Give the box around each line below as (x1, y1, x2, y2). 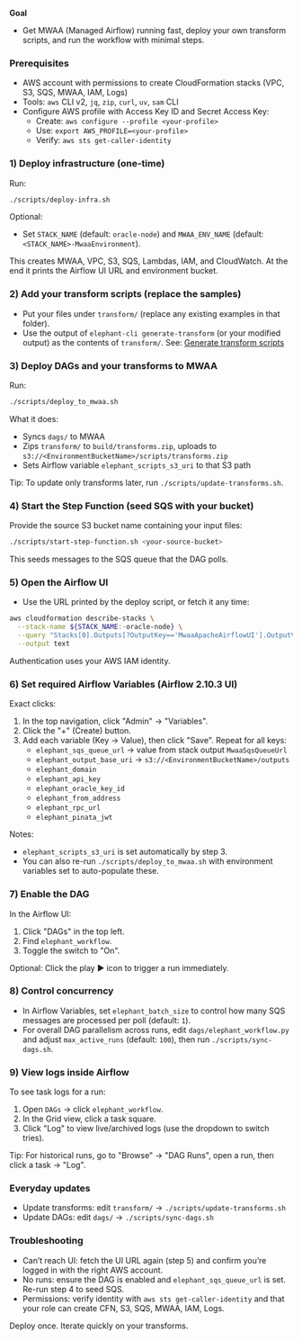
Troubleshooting (9, 1235, 84, 1247)
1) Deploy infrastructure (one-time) (9, 157, 165, 170)
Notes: (9, 829, 34, 840)
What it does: (9, 413, 58, 424)
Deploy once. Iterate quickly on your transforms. (9, 1320, 189, 1331)
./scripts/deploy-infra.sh (9, 195, 111, 204)
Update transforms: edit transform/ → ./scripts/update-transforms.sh (22, 1202, 286, 1213)
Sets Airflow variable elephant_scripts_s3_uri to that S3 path (22, 459, 252, 471)
